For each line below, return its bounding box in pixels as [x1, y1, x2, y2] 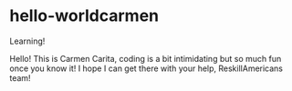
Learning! [9, 35, 46, 46]
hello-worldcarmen [9, 5, 160, 26]
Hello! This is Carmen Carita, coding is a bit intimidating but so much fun [9, 53, 282, 64]
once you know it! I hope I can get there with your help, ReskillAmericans [9, 63, 284, 74]
